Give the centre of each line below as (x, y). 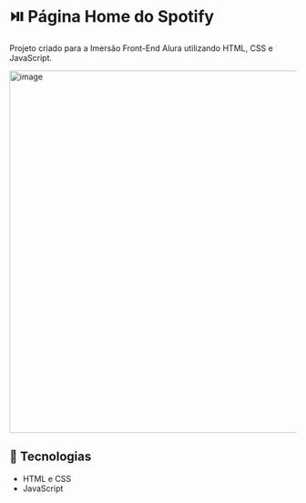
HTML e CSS (47, 478)
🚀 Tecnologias (51, 457)
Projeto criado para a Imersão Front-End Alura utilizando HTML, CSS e (141, 48)
